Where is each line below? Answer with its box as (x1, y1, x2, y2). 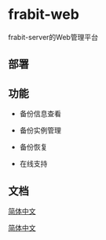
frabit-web (8, 5, 80, 24)
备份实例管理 (19, 125, 61, 135)
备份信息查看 (19, 109, 61, 118)
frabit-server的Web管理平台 (8, 32, 98, 42)
